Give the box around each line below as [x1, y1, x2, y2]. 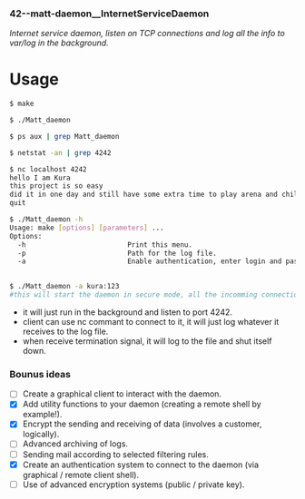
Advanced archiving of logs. [22, 438, 129, 449]
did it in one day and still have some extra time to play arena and [9, 190, 279, 200]
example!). [22, 409, 63, 420]
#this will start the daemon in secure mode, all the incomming [9, 290, 258, 299]
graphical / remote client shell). [22, 469, 139, 480]
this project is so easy [9, 181, 103, 191]
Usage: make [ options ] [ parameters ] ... [9, 223, 165, 232]
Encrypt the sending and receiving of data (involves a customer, [22, 418, 262, 429]
